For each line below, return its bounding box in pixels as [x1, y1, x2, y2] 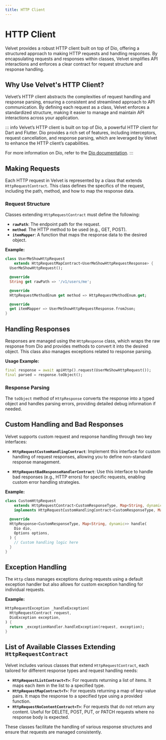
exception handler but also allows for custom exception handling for [5, 582, 143, 588]
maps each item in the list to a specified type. [12, 682, 105, 688]
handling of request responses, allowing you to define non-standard [12, 453, 151, 459]
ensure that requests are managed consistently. [5, 729, 102, 735]
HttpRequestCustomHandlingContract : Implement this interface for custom [12, 448, 161, 454]
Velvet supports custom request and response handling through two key [5, 433, 152, 440]
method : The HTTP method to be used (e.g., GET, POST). [12, 226, 127, 232]
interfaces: [5, 439, 27, 444]
